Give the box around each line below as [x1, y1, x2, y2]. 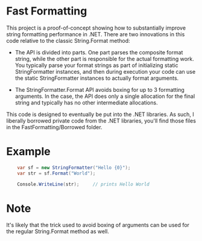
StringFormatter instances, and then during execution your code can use [14, 68, 196, 75]
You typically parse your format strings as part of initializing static [14, 62, 178, 69]
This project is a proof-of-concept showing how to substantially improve [6, 24, 186, 31]
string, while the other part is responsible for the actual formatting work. [14, 55, 194, 62]
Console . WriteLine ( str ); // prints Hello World [17, 181, 150, 187]
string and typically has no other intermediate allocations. [14, 98, 158, 106]
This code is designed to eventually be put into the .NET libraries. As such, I [6, 111, 194, 118]
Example [6, 145, 51, 158]
